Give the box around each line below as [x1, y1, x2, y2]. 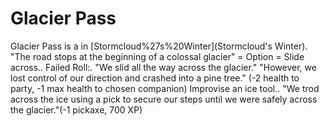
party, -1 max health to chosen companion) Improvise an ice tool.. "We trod [10, 82, 320, 94]
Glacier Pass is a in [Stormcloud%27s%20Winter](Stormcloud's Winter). [10, 40, 308, 52]
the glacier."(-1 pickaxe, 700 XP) [10, 103, 143, 116]
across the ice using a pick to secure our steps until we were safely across [10, 93, 318, 105]
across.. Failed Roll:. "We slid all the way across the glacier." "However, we [10, 61, 317, 73]
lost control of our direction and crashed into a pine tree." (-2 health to [10, 72, 300, 84]
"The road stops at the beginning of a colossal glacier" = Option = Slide [10, 50, 305, 62]
